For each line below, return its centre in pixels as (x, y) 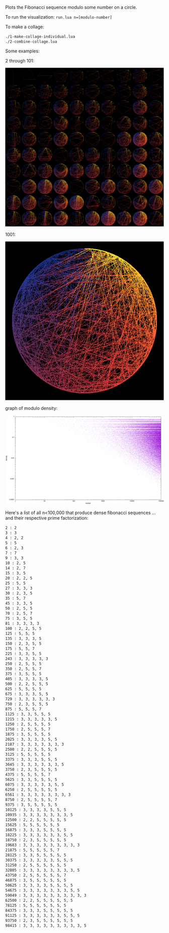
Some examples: (22, 51)
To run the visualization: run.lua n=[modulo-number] (59, 17)
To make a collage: (25, 27)
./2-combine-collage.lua (31, 42)
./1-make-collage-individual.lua (40, 37)
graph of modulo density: (31, 408)
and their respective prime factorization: (47, 518)
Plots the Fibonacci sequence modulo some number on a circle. (71, 7)
